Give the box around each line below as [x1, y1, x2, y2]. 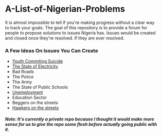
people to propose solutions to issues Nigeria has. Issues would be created [5, 30, 156, 36]
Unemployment [12, 89, 43, 96]
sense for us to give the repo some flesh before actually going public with [5, 121, 157, 127]
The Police [12, 74, 34, 80]
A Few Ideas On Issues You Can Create [5, 47, 98, 54]
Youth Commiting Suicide [12, 58, 63, 64]
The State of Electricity [12, 63, 58, 69]
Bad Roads [12, 69, 34, 75]
